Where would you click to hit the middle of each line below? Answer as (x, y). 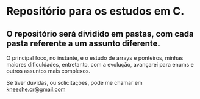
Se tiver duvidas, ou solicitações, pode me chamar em (74, 83)
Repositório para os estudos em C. (95, 11)
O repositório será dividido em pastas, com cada (100, 34)
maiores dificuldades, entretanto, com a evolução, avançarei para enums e (100, 64)
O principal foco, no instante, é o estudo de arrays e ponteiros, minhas (95, 58)
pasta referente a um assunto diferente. (83, 43)
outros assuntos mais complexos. (48, 71)
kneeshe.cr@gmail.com (36, 89)
